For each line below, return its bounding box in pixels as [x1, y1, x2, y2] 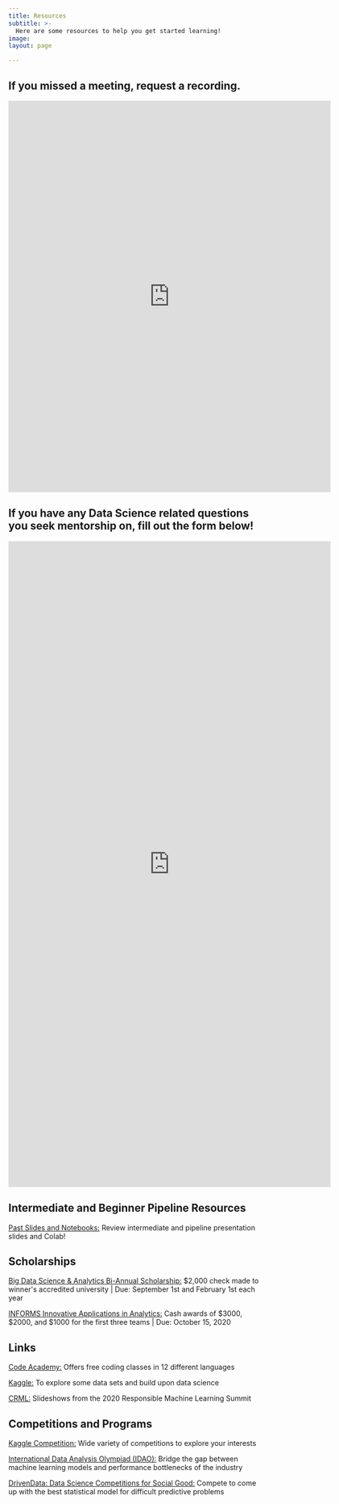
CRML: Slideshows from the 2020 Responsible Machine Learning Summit [8, 1393, 252, 1403]
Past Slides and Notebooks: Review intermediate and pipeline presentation [8, 1222, 256, 1232]
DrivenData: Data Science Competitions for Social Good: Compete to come [8, 1478, 257, 1488]
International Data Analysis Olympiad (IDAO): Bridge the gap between [8, 1454, 239, 1464]
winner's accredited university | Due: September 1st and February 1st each [8, 1284, 255, 1294]
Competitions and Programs [8, 1417, 153, 1431]
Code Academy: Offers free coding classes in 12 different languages [8, 1362, 235, 1372]
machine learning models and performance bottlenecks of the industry [8, 1463, 243, 1472]
